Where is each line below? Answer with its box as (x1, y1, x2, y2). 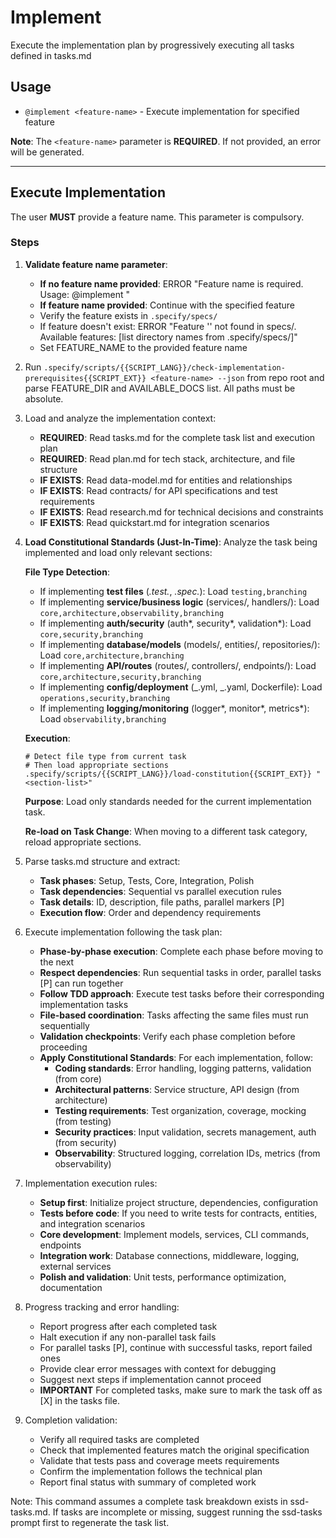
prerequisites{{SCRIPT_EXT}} (24, 373, 147, 383)
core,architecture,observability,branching (39, 608, 225, 618)
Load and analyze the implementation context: (24, 412, 217, 424)
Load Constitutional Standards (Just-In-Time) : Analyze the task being (24, 536, 318, 548)
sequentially (39, 1019, 90, 1031)
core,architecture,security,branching (39, 672, 202, 682)
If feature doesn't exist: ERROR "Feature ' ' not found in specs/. (39, 320, 297, 332)
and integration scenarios (39, 1217, 146, 1230)
